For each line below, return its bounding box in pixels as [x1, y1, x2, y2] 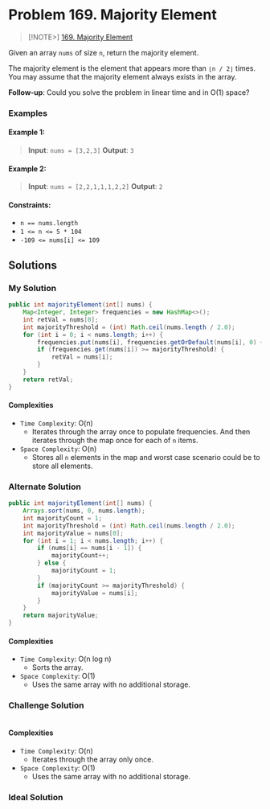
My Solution [8, 282, 57, 294]
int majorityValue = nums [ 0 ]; [22, 529, 125, 537]
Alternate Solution [8, 481, 82, 492]
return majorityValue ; [22, 611, 99, 620]
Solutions [8, 258, 58, 272]
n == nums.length [19, 220, 79, 228]
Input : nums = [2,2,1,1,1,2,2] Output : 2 [27, 182, 163, 191]
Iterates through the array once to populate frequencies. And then [31, 426, 251, 436]
